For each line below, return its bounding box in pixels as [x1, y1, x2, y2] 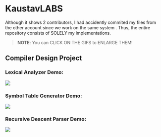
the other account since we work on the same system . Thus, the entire [5, 24, 151, 30]
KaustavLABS [5, 3, 63, 14]
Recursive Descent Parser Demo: [5, 115, 87, 122]
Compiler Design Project [5, 54, 82, 63]
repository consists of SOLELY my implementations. [5, 30, 111, 36]
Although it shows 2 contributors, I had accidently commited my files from [5, 19, 156, 25]
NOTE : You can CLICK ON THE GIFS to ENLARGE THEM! [17, 39, 133, 45]
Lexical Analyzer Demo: [5, 69, 63, 76]
